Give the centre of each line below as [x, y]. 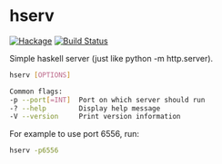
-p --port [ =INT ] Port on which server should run [107, 100]
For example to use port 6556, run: [74, 134]
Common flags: [36, 92]
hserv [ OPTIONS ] [40, 75]
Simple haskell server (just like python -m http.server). [111, 58]
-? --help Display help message [85, 108]
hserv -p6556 [34, 150]
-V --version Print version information [95, 117]
